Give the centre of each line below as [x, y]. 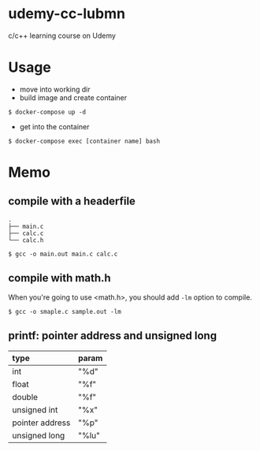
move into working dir [55, 89]
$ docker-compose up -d [47, 112]
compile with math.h [60, 278]
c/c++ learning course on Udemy [62, 35]
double [25, 397]
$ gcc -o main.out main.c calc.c [63, 254]
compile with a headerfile [72, 201]
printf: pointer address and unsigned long [113, 336]
